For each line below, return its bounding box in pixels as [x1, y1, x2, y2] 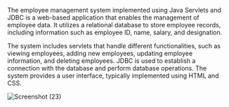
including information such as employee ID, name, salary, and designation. [7, 28, 223, 36]
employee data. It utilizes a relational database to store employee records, [7, 21, 221, 29]
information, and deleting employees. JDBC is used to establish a [7, 57, 196, 65]
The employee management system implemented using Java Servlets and [7, 6, 221, 14]
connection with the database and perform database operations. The [7, 64, 207, 72]
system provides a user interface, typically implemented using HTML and [7, 71, 219, 80]
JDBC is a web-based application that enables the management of [7, 13, 200, 22]
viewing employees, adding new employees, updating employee [7, 49, 193, 57]
